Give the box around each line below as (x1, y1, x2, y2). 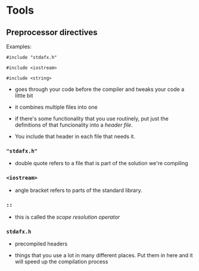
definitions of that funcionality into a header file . (14, 121, 133, 128)
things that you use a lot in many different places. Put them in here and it (14, 252, 193, 259)
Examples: (6, 43, 32, 50)
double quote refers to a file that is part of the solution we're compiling (14, 160, 189, 167)
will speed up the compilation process (14, 258, 108, 265)
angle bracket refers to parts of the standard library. (14, 187, 142, 194)
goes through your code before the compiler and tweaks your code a (14, 86, 185, 93)
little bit (14, 92, 33, 99)
